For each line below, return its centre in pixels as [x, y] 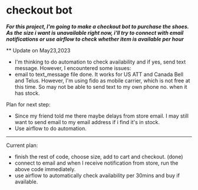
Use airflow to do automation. [51, 128]
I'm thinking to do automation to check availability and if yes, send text [100, 62]
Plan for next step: [28, 104]
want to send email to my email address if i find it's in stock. [87, 122]
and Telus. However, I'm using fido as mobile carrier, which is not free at [102, 81]
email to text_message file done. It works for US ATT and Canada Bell [99, 74]
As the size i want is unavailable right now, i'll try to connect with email [95, 32]
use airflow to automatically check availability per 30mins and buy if [97, 175]
